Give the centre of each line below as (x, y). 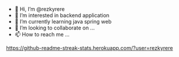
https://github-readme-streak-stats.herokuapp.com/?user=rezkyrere (89, 48)
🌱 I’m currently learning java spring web (63, 21)
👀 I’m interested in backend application (62, 15)
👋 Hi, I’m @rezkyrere (40, 9)
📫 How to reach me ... (42, 34)
